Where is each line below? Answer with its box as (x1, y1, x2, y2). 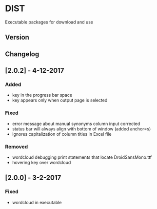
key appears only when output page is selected (12, 97, 108, 103)
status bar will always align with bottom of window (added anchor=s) (12, 125, 151, 132)
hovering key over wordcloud (12, 160, 71, 165)
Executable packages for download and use (5, 19, 94, 25)
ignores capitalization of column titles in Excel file (12, 131, 112, 137)
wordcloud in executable (12, 199, 62, 205)
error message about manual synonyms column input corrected (12, 121, 140, 126)
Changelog (5, 50, 39, 58)
